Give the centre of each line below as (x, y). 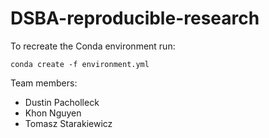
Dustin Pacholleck (62, 102)
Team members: (44, 83)
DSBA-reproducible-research (135, 18)
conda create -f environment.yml (80, 64)
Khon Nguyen (53, 113)
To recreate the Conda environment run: (93, 46)
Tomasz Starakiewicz (68, 123)
